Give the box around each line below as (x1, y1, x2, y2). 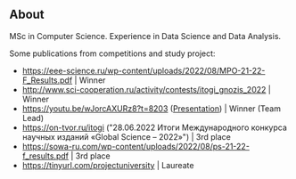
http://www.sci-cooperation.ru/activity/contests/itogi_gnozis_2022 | (21, 84, 272, 94)
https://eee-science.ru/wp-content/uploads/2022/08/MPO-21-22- (21, 65, 266, 76)
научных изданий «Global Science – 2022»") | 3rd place (21, 131, 232, 142)
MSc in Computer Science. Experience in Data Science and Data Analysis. (9, 30, 282, 41)
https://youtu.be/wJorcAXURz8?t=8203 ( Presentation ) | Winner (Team (21, 102, 281, 114)
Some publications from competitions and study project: (9, 48, 216, 59)
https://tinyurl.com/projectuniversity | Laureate (21, 159, 194, 170)
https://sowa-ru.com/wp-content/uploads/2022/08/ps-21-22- (21, 141, 250, 151)
